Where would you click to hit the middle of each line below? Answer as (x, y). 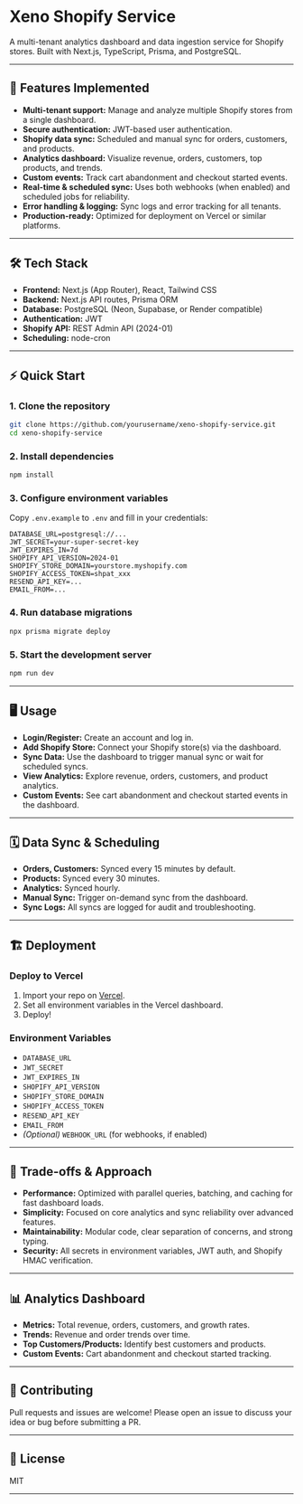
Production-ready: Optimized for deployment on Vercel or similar (144, 215)
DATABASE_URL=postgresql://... (68, 534)
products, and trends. (63, 167)
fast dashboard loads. (63, 1203)
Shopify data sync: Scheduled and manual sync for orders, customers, (155, 138)
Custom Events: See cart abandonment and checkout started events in (155, 795)
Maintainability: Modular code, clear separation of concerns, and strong (157, 1232)
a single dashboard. (59, 119)
